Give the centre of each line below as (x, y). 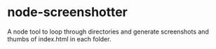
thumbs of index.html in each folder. (59, 38)
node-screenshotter (67, 12)
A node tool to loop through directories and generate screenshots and (108, 31)
